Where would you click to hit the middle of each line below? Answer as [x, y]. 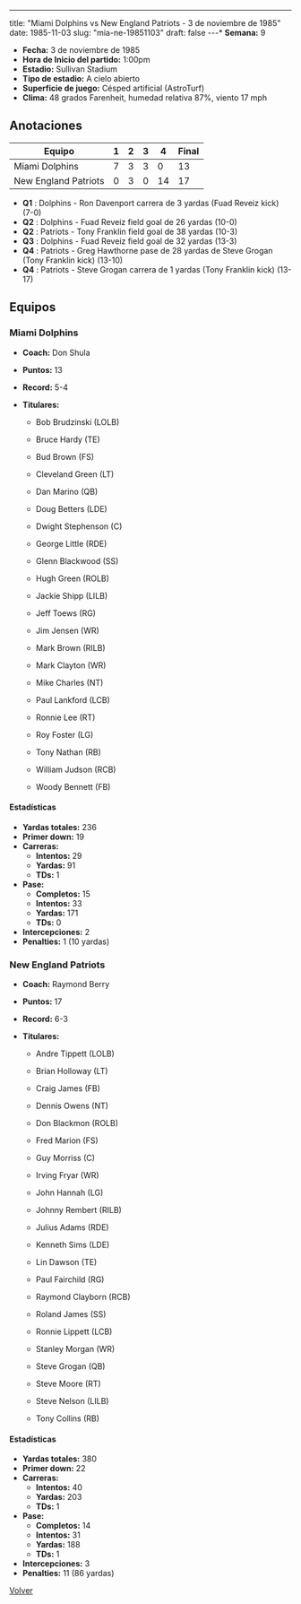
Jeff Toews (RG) [66, 613]
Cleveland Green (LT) [75, 474]
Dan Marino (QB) [67, 491]
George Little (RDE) [71, 543]
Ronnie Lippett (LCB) [74, 1331]
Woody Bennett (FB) [73, 786]
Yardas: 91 [56, 865]
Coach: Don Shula [56, 352]
